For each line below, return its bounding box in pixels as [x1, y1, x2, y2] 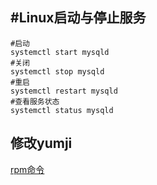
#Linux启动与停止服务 [10, 9, 147, 27]
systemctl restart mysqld [10, 86, 118, 96]
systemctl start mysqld [10, 47, 110, 57]
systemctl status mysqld [10, 105, 114, 115]
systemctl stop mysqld [10, 66, 105, 77]
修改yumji [10, 135, 73, 152]
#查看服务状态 [10, 96, 60, 107]
